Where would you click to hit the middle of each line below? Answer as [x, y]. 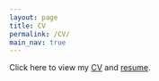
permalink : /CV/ [40, 34]
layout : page [34, 17]
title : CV [28, 26]
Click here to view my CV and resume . [80, 68]
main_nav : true [38, 42]
